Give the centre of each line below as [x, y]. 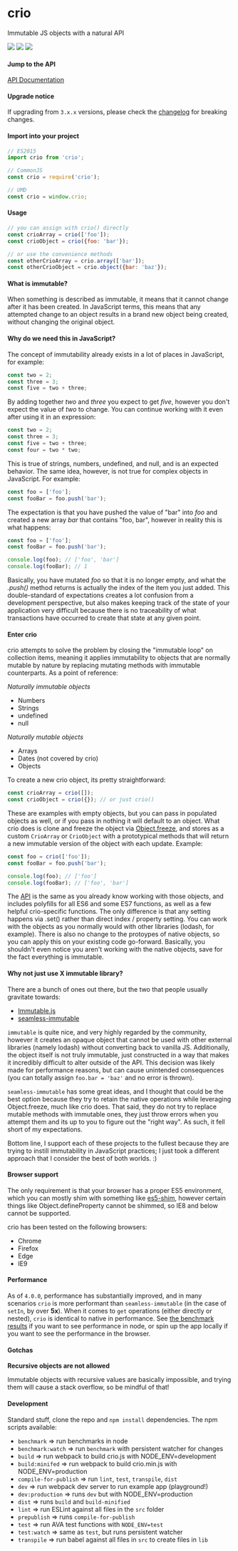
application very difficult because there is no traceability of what [102, 611]
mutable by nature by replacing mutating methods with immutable [104, 666]
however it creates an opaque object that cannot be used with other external [120, 1039]
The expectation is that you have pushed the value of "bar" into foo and [113, 512]
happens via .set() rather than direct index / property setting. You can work [117, 919]
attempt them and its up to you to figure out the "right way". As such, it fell [117, 1122]
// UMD [17, 190]
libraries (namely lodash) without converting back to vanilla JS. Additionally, [119, 1047]
